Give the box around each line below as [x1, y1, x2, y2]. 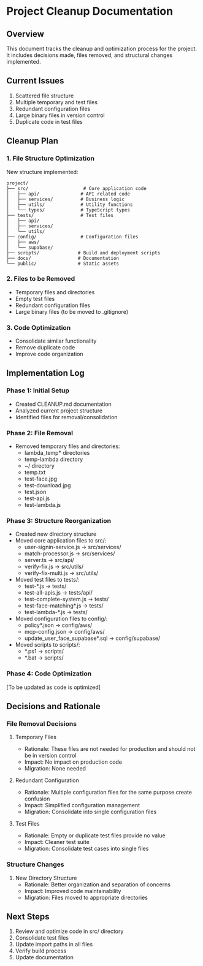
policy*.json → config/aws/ [24, 622, 93, 629]
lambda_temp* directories [24, 449, 90, 457]
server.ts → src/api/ [24, 557, 75, 564]
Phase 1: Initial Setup [6, 386, 69, 395]
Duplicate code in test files [15, 118, 83, 125]
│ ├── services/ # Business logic [6, 196, 124, 202]
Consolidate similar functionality [15, 337, 97, 344]
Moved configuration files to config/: [15, 615, 108, 623]
